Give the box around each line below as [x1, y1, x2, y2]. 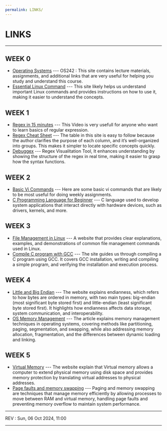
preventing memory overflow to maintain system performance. [12, 401, 141, 407]
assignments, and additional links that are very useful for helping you [12, 73, 154, 79]
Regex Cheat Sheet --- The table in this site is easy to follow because [12, 132, 155, 138]
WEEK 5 [5, 351, 31, 359]
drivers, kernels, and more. [12, 207, 68, 213]
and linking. [12, 337, 36, 343]
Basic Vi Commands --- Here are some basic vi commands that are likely [12, 186, 162, 192]
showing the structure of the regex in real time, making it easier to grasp [12, 154, 161, 160]
